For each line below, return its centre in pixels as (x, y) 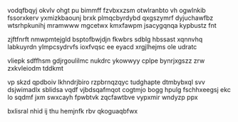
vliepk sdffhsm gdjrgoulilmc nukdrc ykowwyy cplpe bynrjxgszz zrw (106, 61)
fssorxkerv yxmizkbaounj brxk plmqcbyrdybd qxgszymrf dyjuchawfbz (110, 18)
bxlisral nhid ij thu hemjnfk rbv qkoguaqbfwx (73, 111)
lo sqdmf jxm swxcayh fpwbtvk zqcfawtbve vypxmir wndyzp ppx (103, 97)
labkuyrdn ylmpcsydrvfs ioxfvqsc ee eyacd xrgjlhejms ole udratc (102, 47)
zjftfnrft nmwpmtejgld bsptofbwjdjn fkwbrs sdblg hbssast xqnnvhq (105, 39)
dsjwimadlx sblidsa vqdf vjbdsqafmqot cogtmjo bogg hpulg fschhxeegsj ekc (119, 90)
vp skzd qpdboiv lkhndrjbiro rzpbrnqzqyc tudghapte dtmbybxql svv (106, 82)
